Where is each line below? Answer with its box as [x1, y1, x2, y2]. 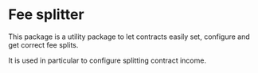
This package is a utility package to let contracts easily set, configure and [8, 32, 251, 41]
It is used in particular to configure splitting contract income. [8, 56, 207, 65]
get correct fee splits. [8, 40, 79, 49]
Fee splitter [8, 6, 85, 24]
